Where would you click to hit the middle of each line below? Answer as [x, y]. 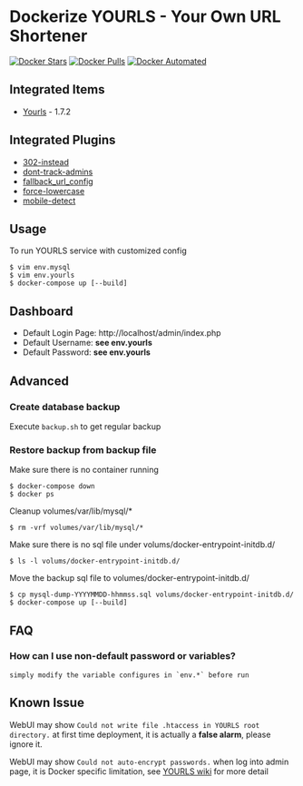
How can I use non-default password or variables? [122, 656]
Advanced [39, 381]
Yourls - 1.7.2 [46, 112]
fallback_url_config [58, 181]
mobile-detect [49, 201]
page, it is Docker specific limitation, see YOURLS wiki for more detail [139, 771]
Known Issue [47, 703]
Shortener [49, 36]
